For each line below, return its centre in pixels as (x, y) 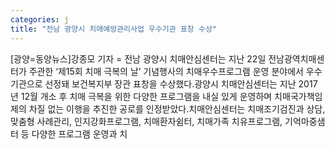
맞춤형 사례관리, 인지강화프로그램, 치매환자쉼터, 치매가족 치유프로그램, (146, 121)
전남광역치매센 (296, 58)
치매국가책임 (298, 96)
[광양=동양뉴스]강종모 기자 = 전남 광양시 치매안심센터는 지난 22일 (138, 58)
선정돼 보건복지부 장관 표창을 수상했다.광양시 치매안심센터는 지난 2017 (181, 83)
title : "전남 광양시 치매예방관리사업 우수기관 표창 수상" (113, 29)
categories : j (40, 19)
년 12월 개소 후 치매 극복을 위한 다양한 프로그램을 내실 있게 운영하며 (141, 96)
